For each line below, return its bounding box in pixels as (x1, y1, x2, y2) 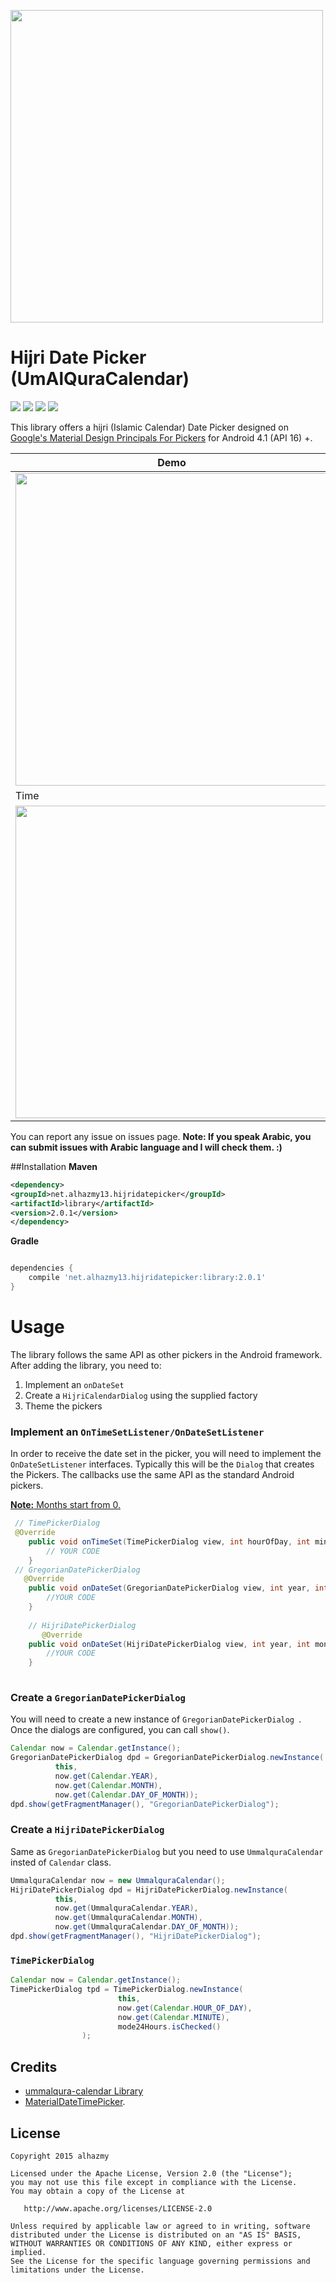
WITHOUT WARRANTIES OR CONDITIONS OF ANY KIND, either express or (10, 2238, 293, 2249)
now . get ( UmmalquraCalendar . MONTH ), (54, 1913, 203, 1923)
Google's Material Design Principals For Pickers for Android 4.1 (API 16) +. (10, 431, 313, 444)
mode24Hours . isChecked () (117, 2021, 222, 2032)
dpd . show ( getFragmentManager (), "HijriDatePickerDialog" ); (10, 1931, 262, 1942)
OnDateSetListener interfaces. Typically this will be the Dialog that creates (10, 1458, 315, 1470)
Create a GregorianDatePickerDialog (10, 1690, 186, 1704)
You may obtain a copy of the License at (10, 2186, 186, 2196)
